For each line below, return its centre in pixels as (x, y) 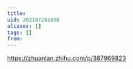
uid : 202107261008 (33, 20)
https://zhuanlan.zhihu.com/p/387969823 (66, 58)
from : (15, 39)
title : (17, 13)
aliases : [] (24, 26)
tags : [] (20, 32)
